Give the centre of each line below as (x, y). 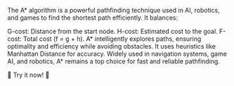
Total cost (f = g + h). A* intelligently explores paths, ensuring (112, 39)
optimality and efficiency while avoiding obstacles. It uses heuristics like (112, 46)
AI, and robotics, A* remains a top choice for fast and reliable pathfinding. (113, 61)
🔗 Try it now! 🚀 (28, 75)
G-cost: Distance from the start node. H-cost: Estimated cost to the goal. (112, 31)
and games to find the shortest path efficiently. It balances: (92, 18)
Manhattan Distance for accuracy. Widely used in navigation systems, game (117, 54)
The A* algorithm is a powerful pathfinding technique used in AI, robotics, (113, 10)
